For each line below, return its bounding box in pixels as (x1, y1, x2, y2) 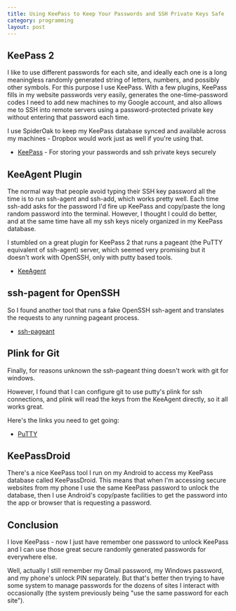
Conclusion (7, 519, 59, 531)
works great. (7, 402, 44, 411)
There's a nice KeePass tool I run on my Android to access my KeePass (7, 469, 214, 477)
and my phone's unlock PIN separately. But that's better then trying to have (7, 574, 225, 582)
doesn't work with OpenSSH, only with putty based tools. (7, 253, 173, 261)
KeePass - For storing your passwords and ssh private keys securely (17, 148, 216, 156)
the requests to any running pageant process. (7, 313, 140, 321)
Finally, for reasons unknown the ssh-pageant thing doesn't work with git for (7, 366, 229, 374)
